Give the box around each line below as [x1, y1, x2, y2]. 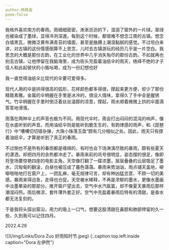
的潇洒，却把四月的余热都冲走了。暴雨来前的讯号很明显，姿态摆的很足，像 [5, 151, 159, 157]
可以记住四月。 [27, 212, 58, 218]
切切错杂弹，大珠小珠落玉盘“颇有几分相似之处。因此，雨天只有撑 [29, 128, 163, 134]
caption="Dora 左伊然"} [5, 239, 54, 245]
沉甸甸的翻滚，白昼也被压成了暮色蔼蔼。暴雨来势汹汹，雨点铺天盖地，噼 [14, 164, 164, 170]
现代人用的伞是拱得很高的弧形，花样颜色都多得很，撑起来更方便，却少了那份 [5, 86, 164, 92]
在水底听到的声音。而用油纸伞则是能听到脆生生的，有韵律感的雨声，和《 [5, 121, 155, 128]
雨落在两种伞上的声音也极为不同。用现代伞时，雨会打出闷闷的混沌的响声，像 [5, 115, 164, 121]
